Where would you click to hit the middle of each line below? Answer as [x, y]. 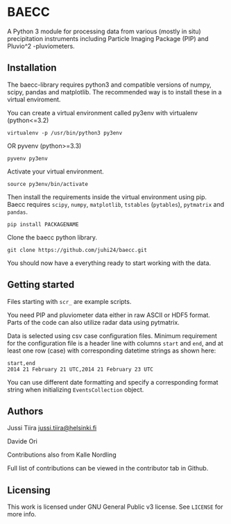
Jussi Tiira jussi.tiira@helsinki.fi [52, 428]
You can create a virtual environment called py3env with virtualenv [102, 112]
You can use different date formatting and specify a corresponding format [113, 382]
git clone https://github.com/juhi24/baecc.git [77, 250]
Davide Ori [23, 441]
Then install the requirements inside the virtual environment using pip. [107, 197]
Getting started [41, 285]
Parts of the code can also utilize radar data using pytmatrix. [94, 322]
